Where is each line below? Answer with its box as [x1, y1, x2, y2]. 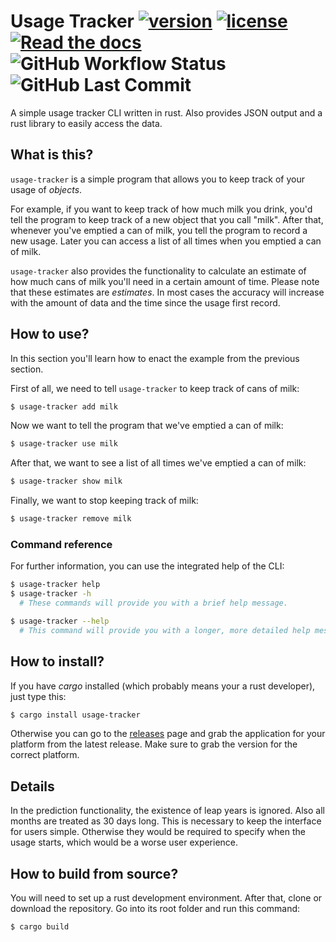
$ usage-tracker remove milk [10, 514, 132, 524]
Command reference [10, 537, 113, 551]
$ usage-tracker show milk [10, 476, 123, 487]
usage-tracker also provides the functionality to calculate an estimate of [10, 265, 307, 277]
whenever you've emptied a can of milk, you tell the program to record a [10, 224, 308, 236]
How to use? [10, 326, 90, 343]
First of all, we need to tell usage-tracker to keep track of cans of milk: [10, 382, 300, 394]
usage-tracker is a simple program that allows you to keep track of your [10, 173, 305, 185]
